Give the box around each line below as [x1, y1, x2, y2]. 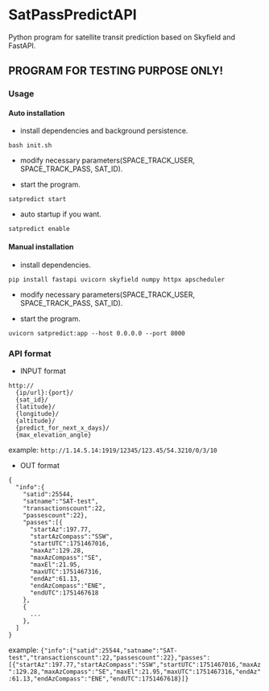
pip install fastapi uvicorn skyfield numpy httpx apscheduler [8, 275, 226, 283]
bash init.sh [8, 142, 52, 150]
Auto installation [8, 108, 65, 117]
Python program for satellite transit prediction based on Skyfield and [8, 32, 236, 42]
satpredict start [8, 195, 67, 204]
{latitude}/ [15, 402, 56, 411]
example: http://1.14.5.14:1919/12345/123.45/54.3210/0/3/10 [8, 445, 217, 454]
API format [8, 348, 52, 359]
